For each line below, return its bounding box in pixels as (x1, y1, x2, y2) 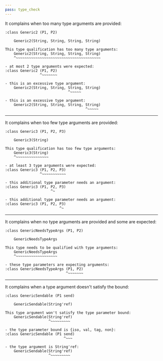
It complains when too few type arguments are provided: (5, 120, 118, 126)
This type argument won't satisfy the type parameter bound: (5, 310, 131, 315)
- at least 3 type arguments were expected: (5, 163, 97, 168)
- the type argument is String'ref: (5, 344, 79, 349)
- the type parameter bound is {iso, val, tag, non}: (5, 327, 116, 332)
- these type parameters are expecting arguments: (5, 262, 110, 267)
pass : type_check (5, 7, 40, 12)
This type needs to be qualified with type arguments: (5, 245, 118, 250)
